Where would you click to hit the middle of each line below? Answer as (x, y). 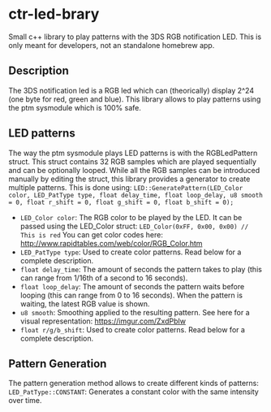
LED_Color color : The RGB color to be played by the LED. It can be (131, 217)
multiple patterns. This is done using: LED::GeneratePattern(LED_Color (126, 187)
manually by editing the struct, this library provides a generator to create (129, 179)
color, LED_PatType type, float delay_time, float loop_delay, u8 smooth (136, 195)
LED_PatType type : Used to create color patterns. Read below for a (131, 252)
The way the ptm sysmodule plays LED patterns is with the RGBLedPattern (133, 153)
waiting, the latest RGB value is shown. (85, 304)
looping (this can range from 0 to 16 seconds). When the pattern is (131, 295)
